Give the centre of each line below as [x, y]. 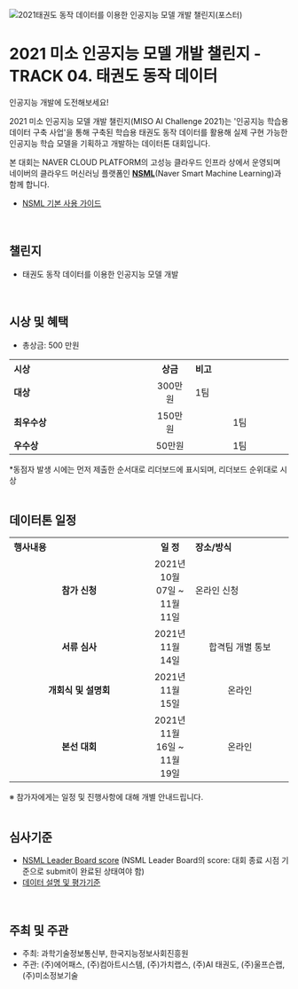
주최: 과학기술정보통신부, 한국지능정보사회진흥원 [105, 953]
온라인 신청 [217, 591]
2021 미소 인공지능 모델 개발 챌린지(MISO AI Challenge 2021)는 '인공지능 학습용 [149, 121]
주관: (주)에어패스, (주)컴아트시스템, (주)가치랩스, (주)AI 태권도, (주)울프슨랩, [153, 964]
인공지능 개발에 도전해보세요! [59, 102]
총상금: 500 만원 [51, 345]
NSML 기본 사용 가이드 [62, 203]
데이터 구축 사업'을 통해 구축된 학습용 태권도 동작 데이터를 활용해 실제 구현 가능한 [149, 132]
